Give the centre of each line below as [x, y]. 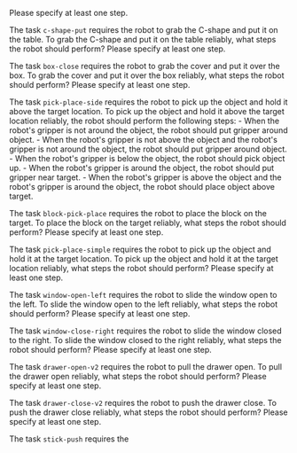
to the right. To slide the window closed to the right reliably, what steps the [145, 340]
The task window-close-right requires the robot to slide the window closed [145, 331]
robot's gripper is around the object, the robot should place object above [142, 187]
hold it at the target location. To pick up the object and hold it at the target [144, 259]
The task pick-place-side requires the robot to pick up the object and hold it [148, 102]
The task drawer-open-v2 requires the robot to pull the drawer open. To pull [145, 367]
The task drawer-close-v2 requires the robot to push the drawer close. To [143, 403]
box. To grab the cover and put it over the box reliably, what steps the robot [147, 75]
